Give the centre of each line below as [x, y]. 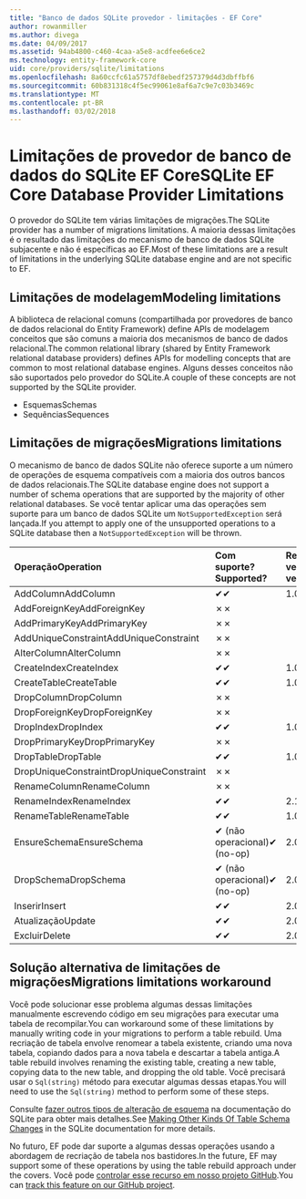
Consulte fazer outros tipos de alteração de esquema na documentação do [150, 1109]
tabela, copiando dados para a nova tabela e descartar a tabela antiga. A [145, 1052]
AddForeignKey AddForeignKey [80, 608]
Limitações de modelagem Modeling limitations [145, 297]
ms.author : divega [44, 35]
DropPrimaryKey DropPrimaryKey [84, 741]
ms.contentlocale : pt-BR [56, 103]
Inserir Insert [40, 905]
